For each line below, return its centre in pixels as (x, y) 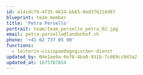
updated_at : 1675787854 (37, 62)
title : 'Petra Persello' (38, 23)
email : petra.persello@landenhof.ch (53, 34)
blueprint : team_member (37, 18)
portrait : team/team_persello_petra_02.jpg (62, 29)
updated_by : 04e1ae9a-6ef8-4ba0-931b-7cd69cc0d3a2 (72, 57)
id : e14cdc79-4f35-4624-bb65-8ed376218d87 (61, 12)
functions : (20, 46)
